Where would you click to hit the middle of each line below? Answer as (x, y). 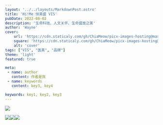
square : (21, 41)
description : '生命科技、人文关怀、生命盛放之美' (50, 23)
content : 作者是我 (29, 77)
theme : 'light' (20, 55)
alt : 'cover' (27, 46)
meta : (10, 68)
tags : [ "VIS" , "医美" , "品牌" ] (35, 50)
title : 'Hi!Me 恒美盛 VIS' (31, 14)
